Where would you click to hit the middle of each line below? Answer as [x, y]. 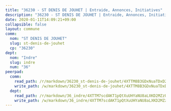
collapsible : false [26, 24]
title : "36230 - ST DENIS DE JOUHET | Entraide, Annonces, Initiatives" [84, 10]
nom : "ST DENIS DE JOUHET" [38, 39]
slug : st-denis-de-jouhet [37, 43]
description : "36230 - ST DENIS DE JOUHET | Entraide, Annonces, [76, 15]
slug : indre [23, 62]
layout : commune [22, 29]
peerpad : [15, 72]
